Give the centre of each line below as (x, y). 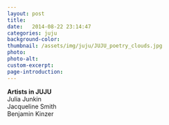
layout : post (26, 14)
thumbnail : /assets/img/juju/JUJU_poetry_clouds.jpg (85, 46)
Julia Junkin (24, 99)
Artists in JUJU (29, 92)
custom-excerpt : (30, 65)
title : (17, 20)
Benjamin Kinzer (30, 114)
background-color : (34, 40)
